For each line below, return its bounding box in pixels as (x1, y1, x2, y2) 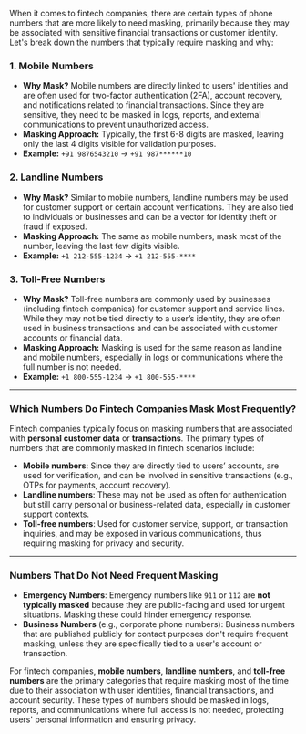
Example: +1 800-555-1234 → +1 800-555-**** (22, 371, 196, 382)
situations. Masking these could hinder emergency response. (22, 609, 252, 620)
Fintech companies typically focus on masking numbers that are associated (9, 424, 293, 435)
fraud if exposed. (22, 221, 88, 232)
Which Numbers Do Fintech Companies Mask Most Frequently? (9, 402, 297, 414)
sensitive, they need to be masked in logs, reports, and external (22, 110, 261, 121)
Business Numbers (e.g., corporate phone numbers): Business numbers (22, 619, 296, 630)
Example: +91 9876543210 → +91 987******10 (22, 148, 192, 159)
